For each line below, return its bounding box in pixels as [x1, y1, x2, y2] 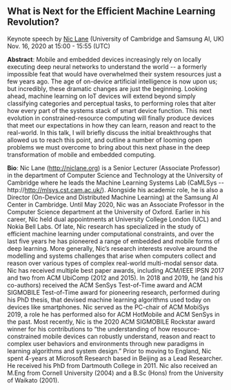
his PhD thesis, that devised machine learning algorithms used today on [7, 296, 211, 304]
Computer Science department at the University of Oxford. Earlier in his [7, 207, 210, 216]
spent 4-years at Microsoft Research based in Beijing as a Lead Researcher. [7, 354, 223, 362]
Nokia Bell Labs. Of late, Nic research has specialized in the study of [7, 222, 201, 230]
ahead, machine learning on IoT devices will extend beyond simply [7, 92, 197, 100]
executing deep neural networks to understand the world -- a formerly [7, 62, 207, 71]
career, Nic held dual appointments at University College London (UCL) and [7, 215, 222, 223]
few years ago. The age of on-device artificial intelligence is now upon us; [7, 77, 218, 85]
